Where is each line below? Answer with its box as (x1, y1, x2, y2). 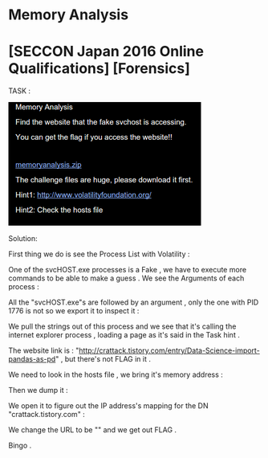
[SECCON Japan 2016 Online (8, 43, 205, 61)
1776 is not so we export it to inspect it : (8, 306, 140, 316)
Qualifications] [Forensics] (8, 59, 191, 78)
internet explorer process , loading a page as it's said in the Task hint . (8, 330, 241, 340)
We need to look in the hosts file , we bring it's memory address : (8, 370, 223, 379)
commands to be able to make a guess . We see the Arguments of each (8, 273, 245, 283)
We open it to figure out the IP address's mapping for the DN (8, 401, 209, 411)
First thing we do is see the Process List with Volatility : (8, 249, 190, 259)
